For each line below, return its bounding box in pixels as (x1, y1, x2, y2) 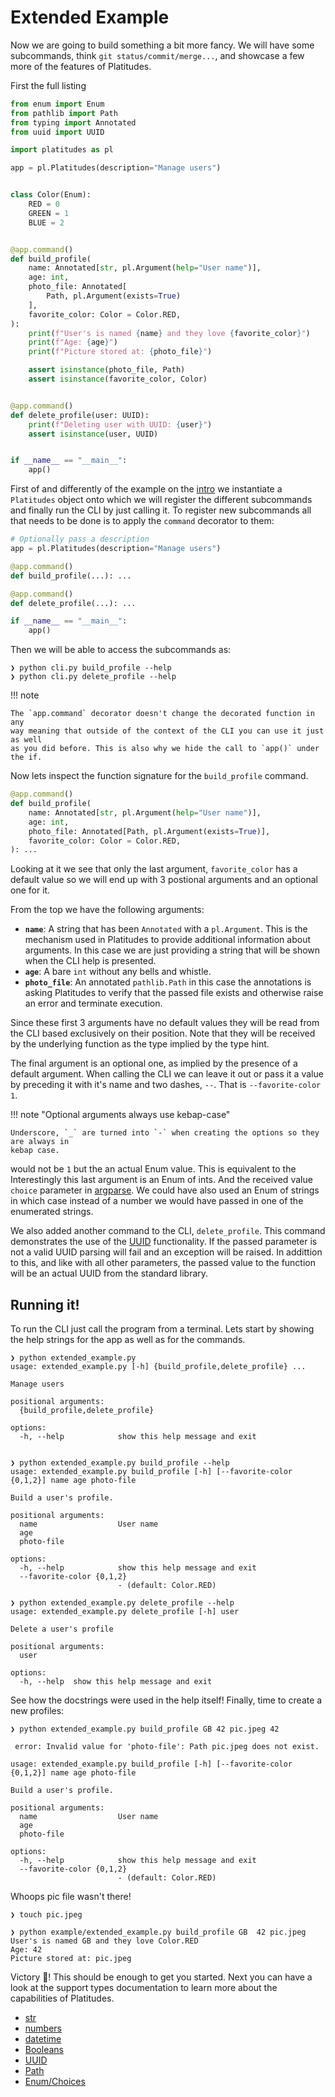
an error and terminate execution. (24, 997, 163, 1010)
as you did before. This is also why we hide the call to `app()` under (10, 744, 320, 754)
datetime (24, 2033, 62, 2045)
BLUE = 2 (28, 217, 65, 228)
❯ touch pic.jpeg (10, 1910, 83, 1920)
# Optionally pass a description (10, 534, 150, 545)
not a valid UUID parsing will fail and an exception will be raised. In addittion (10, 1246, 323, 1258)
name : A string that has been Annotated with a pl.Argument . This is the (24, 923, 308, 935)
